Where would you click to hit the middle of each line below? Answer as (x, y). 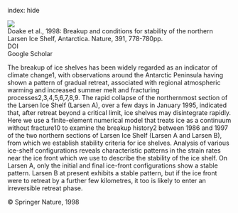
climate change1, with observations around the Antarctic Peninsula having (115, 75)
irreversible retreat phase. (45, 188)
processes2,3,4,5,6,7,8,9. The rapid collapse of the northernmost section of (118, 98)
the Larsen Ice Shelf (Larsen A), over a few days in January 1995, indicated (117, 105)
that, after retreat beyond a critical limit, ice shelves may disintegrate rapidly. (119, 113)
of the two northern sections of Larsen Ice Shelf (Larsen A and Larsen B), (115, 135)
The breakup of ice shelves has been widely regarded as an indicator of (113, 67)
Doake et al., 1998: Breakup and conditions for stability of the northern (110, 31)
